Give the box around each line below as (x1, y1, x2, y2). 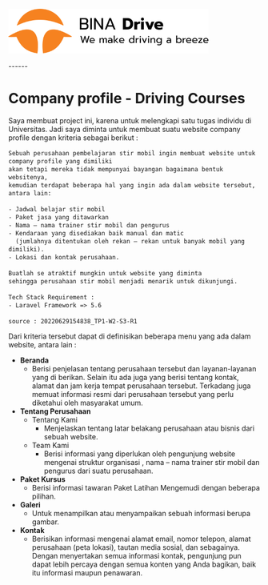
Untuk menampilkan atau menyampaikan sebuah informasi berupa (31, 508, 250, 518)
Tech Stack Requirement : (8, 293, 94, 301)
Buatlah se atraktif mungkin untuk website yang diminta (8, 269, 202, 277)
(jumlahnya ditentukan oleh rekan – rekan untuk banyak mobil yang (15, 237, 246, 245)
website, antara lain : (8, 339, 77, 349)
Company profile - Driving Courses (8, 89, 246, 107)
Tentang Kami (31, 415, 78, 424)
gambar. (31, 517, 60, 527)
